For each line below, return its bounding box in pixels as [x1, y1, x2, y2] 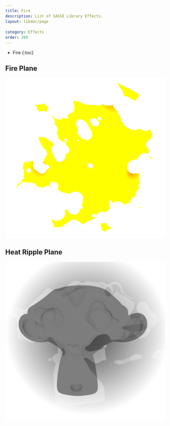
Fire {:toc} [12, 50, 34, 55]
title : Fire [5, 8, 30, 13]
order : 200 [5, 35, 28, 40]
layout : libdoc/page [5, 19, 49, 24]
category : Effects [5, 29, 44, 35]
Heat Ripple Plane [5, 248, 62, 256]
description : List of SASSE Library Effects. [5, 13, 103, 19]
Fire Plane [5, 64, 38, 73]
